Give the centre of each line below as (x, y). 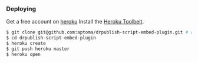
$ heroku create (26, 44)
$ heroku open (24, 54)
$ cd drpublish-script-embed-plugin (51, 38)
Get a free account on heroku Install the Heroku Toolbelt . (75, 22)
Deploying (21, 9)
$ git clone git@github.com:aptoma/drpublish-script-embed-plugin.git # (97, 32)
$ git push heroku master (38, 49)
